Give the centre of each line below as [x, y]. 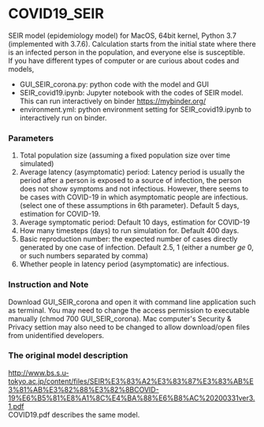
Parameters [31, 138]
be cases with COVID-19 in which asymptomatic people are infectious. [134, 197]
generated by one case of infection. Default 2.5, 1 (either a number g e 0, [137, 247]
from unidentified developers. [56, 335]
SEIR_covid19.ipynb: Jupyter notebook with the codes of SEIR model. [131, 92]
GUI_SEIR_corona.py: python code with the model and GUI [114, 84]
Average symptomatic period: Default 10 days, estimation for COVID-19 [135, 222]
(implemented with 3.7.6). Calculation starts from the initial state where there [132, 43]
